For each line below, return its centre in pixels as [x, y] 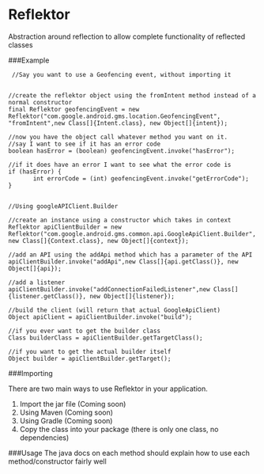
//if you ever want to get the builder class [84, 331]
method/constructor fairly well [57, 461]
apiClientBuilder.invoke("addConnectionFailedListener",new [109, 289]
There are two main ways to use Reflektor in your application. [108, 389]
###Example [29, 60]
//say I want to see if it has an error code [84, 144]
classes [21, 44]
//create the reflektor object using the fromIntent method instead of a [132, 95]
